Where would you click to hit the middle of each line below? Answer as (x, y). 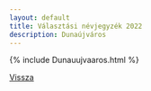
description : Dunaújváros (58, 34)
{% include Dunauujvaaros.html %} (74, 60)
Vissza (22, 77)
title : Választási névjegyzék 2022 (76, 26)
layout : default (40, 18)
